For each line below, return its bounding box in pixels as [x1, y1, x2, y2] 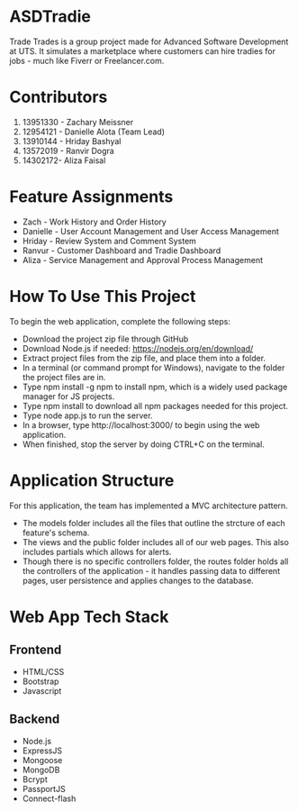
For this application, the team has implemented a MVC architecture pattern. [9, 500, 288, 511]
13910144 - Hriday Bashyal [22, 135, 122, 146]
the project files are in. [22, 371, 106, 382]
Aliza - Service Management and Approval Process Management [22, 254, 264, 265]
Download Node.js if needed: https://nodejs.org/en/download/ [22, 342, 254, 353]
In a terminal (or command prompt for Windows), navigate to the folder [22, 362, 285, 373]
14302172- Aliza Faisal [22, 155, 106, 166]
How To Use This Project [9, 287, 196, 306]
